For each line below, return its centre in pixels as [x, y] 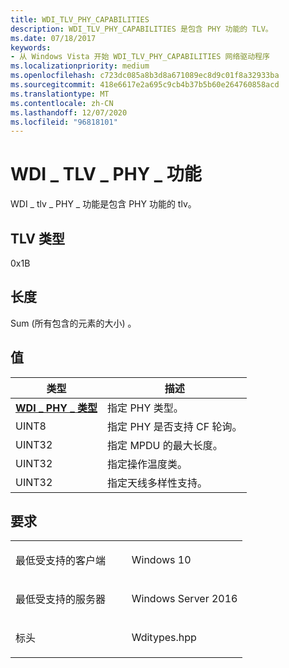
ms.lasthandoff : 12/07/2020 [69, 112]
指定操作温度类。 [147, 464]
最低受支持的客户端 [61, 561]
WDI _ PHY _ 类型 [56, 408]
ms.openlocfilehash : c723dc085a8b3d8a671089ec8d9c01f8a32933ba [145, 76]
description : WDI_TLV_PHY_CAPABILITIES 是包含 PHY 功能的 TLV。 [141, 29]
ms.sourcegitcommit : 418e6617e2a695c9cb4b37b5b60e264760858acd [145, 85]
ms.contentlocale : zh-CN [62, 103]
